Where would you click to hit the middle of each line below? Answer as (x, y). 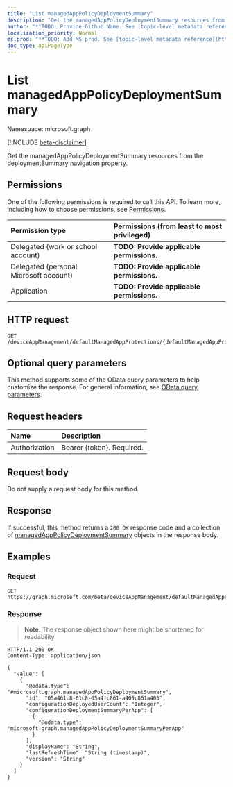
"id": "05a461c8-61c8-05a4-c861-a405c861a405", (96, 698)
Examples (29, 557)
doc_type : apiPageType (40, 46)
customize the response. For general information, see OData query (103, 387)
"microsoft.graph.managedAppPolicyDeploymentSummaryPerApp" (96, 728)
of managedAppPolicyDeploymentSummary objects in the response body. (113, 534)
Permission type (38, 230)
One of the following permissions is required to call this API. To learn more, (114, 201)
